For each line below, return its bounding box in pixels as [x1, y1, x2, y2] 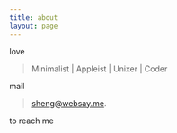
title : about [9, 12, 58, 22]
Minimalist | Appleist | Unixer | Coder [31, 63, 168, 74]
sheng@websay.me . [31, 97, 107, 108]
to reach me [9, 115, 54, 126]
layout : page [9, 21, 58, 30]
